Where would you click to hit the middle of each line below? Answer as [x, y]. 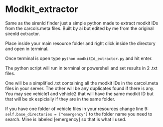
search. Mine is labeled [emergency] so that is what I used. [66, 119]
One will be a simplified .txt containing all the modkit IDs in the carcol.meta [82, 83]
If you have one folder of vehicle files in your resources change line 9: [77, 108]
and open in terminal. [27, 48]
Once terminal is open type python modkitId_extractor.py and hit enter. [79, 58]
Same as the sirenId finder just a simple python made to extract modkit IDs [82, 23]
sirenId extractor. [23, 33]
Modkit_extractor [42, 9]
